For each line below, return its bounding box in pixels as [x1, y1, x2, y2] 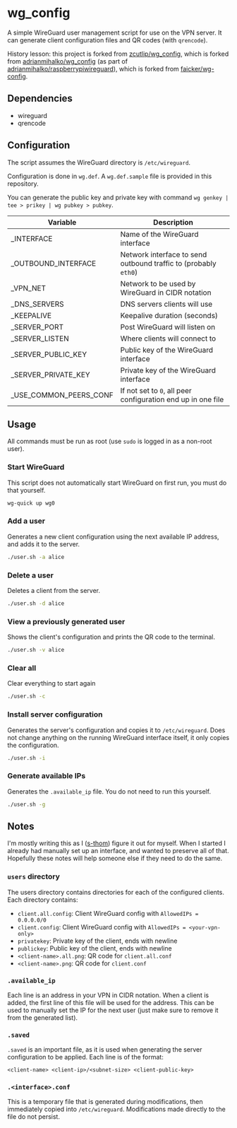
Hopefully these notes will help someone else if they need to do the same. [7, 854, 223, 863]
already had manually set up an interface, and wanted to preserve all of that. [7, 847, 229, 855]
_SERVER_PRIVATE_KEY [11, 370, 90, 380]
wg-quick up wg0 [7, 500, 55, 507]
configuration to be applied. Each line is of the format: [7, 1053, 164, 1062]
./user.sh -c [7, 693, 46, 700]
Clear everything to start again [7, 679, 96, 688]
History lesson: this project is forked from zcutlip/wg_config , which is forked [7, 49, 229, 58]
